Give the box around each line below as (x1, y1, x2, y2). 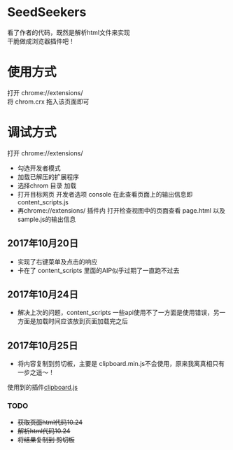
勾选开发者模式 (17, 164, 61, 172)
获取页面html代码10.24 (17, 418, 83, 426)
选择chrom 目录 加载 (17, 181, 77, 190)
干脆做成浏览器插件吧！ (7, 36, 75, 45)
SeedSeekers (7, 4, 87, 20)
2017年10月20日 (7, 237, 79, 249)
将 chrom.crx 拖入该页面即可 (7, 97, 90, 106)
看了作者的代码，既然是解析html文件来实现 (7, 28, 131, 36)
